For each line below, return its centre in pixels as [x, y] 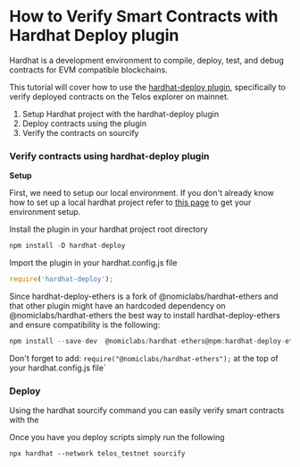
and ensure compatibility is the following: [85, 325]
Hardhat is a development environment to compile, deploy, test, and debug [146, 60]
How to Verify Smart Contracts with [144, 17]
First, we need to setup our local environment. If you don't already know [142, 193]
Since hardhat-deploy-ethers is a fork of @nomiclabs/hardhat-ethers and [144, 296]
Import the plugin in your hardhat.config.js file [93, 263]
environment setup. [45, 212]
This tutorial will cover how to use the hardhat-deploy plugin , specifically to [147, 87]
